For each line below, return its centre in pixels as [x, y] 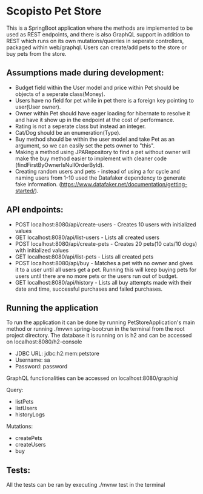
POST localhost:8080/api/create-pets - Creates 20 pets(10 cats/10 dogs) [106, 243]
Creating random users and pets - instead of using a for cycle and [97, 171]
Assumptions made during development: [85, 73]
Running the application [52, 308]
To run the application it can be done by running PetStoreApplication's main [101, 322]
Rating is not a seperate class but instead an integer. [81, 126]
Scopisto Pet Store [54, 11]
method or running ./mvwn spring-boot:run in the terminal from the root [95, 329]
